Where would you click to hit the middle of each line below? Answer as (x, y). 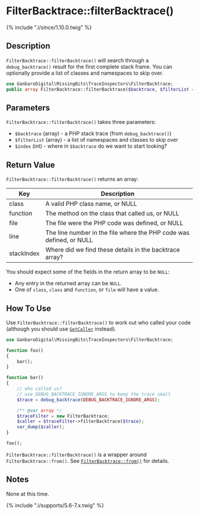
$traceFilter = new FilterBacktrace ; (63, 416)
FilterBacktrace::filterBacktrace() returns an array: (72, 179)
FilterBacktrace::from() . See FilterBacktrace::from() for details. (88, 460)
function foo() (25, 350)
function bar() (25, 378)
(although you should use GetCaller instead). (61, 329)
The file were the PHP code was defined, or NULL (114, 223)
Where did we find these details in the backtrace (113, 250)
